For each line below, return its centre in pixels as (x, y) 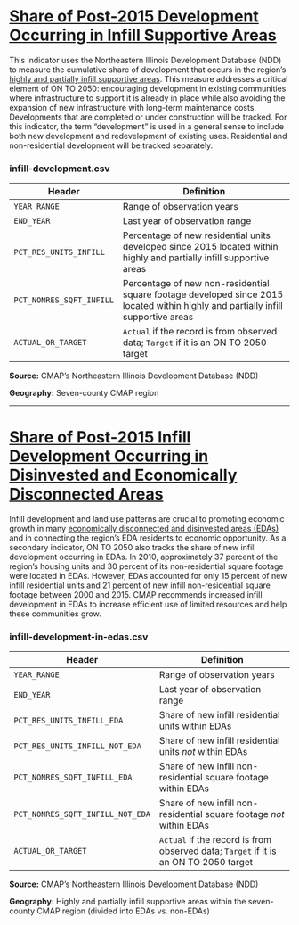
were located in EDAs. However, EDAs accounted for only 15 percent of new (148, 576)
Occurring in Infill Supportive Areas (143, 35)
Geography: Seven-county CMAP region (84, 393)
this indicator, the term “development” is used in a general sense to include (147, 126)
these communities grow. (56, 614)
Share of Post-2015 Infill (100, 438)
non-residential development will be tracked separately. (111, 145)
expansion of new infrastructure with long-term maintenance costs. (133, 107)
